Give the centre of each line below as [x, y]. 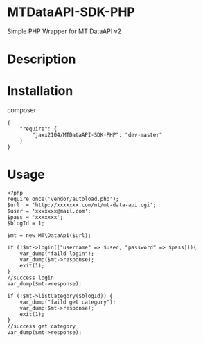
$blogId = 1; [26, 223]
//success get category [42, 326]
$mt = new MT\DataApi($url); [49, 236]
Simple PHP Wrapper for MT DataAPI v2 [64, 31]
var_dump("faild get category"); [68, 302]
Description [42, 59]
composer [22, 110]
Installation [40, 91]
